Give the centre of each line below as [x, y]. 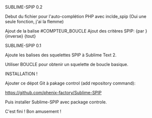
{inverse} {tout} [21, 36]
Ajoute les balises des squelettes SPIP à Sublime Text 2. [61, 55]
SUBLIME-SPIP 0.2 [24, 7]
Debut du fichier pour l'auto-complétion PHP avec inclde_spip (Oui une [76, 16]
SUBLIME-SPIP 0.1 [23, 45]
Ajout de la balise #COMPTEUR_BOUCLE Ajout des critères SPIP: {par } [76, 31]
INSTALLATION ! [21, 74]
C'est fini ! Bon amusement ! [33, 111]
